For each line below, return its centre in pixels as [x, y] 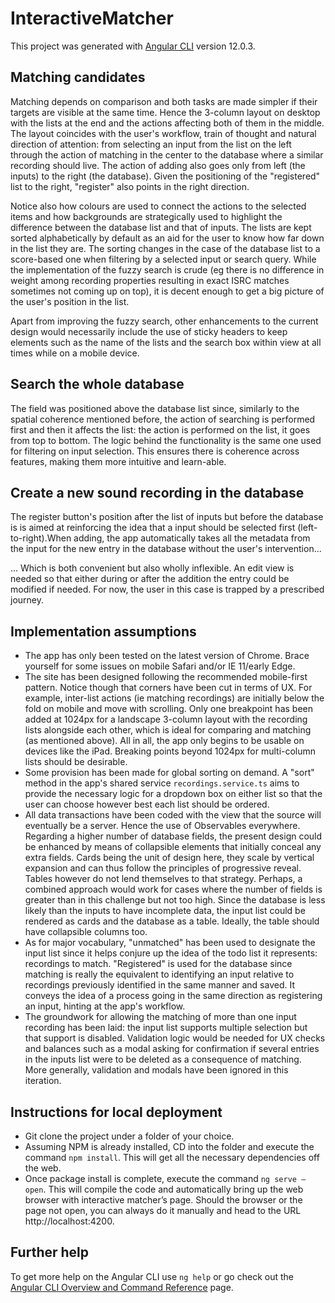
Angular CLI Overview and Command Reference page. [122, 1287]
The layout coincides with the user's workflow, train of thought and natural [163, 133]
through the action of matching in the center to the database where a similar [167, 154]
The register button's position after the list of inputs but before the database [167, 517]
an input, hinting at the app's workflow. [105, 1006]
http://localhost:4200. [69, 1221]
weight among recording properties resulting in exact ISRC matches [150, 280]
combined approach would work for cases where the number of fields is [173, 889]
